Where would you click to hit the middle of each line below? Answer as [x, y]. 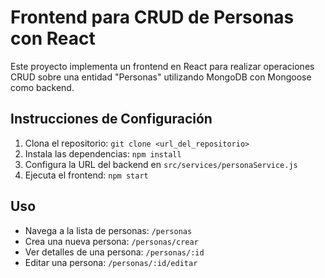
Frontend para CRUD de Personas [152, 17]
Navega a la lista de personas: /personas [108, 230]
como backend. [42, 87]
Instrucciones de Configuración [111, 119]
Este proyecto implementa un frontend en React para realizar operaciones [162, 66]
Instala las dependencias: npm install [103, 153]
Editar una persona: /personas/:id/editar [111, 262]
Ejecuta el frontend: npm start [86, 175]
